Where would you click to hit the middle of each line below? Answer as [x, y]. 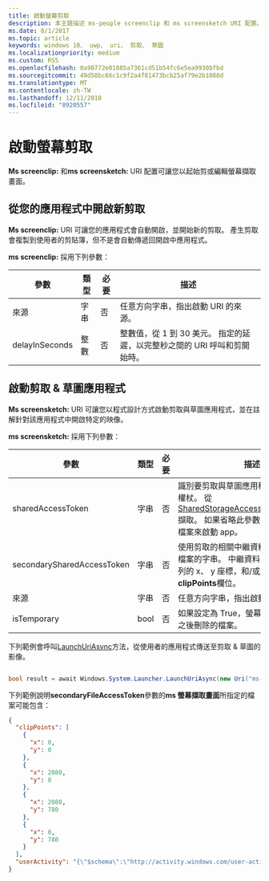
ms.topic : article [39, 38]
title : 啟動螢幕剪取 [39, 16]
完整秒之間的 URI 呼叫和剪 [193, 345]
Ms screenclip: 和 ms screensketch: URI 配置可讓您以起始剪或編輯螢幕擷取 [132, 171]
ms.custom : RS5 [34, 61]
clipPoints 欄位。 [209, 583]
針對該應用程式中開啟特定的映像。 [71, 419]
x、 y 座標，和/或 [228, 570]
